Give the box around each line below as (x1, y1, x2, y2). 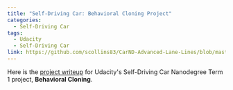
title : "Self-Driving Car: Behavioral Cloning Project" (7, 10, 172, 17)
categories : (7, 17, 42, 24)
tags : (7, 29, 23, 37)
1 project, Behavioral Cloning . (7, 75, 93, 83)
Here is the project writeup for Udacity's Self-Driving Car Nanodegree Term (7, 67, 223, 76)
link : (7, 49, 23, 56)
